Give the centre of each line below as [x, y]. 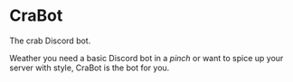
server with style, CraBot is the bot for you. [90, 68]
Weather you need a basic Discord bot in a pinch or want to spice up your [146, 58]
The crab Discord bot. [50, 41]
